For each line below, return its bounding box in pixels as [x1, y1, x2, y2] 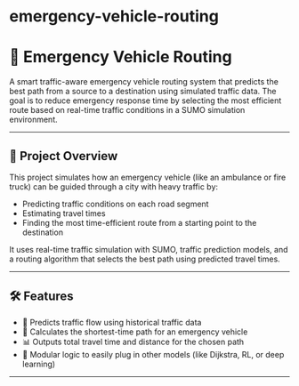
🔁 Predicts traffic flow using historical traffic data [21, 317, 202, 327]
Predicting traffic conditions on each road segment [21, 198, 209, 209]
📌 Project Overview [9, 149, 118, 164]
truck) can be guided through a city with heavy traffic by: [9, 181, 219, 192]
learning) [21, 358, 56, 369]
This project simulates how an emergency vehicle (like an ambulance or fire [9, 172, 287, 182]
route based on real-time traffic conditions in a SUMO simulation [9, 105, 246, 116]
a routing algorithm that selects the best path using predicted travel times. [9, 253, 280, 264]
